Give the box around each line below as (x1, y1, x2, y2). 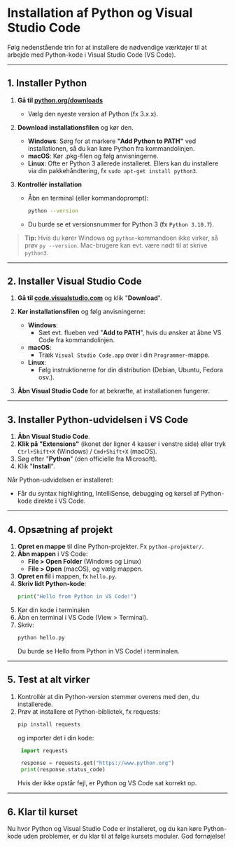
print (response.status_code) (20, 766, 106, 773)
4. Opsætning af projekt (7, 524, 113, 536)
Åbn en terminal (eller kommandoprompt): (27, 194, 149, 202)
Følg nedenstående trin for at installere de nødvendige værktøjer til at (7, 43, 208, 51)
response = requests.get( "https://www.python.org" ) (20, 759, 175, 767)
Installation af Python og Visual (7, 5, 193, 21)
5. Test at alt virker (7, 674, 90, 686)
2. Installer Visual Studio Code (7, 276, 142, 287)
